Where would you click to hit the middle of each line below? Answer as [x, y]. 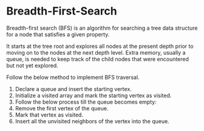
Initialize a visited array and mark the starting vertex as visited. [93, 95]
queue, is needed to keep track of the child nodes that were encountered [98, 59]
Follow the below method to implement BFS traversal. [73, 77]
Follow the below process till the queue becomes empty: [86, 102]
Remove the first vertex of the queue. [62, 108]
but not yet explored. [32, 65]
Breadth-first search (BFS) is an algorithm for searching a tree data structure [102, 28]
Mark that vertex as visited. [49, 115]
